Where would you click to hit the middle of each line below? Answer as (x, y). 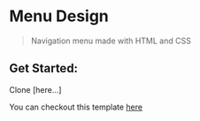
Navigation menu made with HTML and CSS (111, 41)
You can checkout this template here (76, 107)
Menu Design (59, 16)
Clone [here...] (35, 89)
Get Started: (43, 68)
